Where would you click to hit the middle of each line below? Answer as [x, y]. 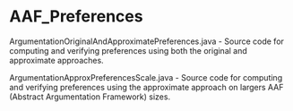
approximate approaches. [57, 60]
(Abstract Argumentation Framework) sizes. [90, 97]
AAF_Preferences [76, 17]
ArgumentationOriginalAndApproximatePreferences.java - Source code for [147, 41]
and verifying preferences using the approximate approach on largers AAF [146, 87]
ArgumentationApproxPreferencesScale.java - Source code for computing [146, 77]
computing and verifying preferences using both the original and [129, 50]
